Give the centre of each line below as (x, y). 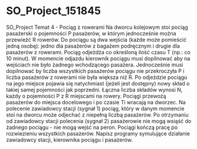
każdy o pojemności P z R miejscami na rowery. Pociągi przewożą (86, 96)
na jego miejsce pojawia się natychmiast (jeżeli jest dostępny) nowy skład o (98, 83)
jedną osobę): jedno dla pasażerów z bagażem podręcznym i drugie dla (93, 46)
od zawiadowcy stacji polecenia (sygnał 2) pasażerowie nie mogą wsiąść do (99, 121)
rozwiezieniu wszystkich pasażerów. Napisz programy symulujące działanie (98, 133)
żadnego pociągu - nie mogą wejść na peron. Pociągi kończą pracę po (92, 127)
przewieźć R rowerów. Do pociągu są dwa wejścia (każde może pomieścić (96, 39)
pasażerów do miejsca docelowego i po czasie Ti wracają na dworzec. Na (96, 102)
